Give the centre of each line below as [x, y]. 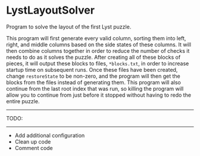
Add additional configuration [50, 135]
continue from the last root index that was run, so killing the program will [95, 88]
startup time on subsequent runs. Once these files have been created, [92, 69]
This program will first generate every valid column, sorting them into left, [96, 38]
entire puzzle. [23, 101]
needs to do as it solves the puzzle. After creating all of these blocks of [93, 57]
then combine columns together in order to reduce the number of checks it [98, 50]
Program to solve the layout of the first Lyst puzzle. [69, 27]
